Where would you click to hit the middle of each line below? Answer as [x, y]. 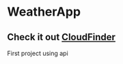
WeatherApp [44, 12]
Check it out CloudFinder [61, 37]
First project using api [38, 53]
